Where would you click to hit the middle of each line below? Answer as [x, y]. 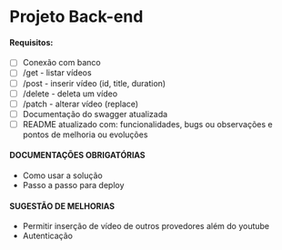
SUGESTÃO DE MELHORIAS [62, 205]
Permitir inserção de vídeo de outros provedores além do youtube [146, 226]
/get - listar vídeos [57, 73]
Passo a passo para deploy [73, 185]
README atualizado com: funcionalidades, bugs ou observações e [147, 124]
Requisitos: [31, 42]
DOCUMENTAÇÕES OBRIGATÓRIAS [77, 155]
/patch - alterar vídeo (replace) [81, 104]
